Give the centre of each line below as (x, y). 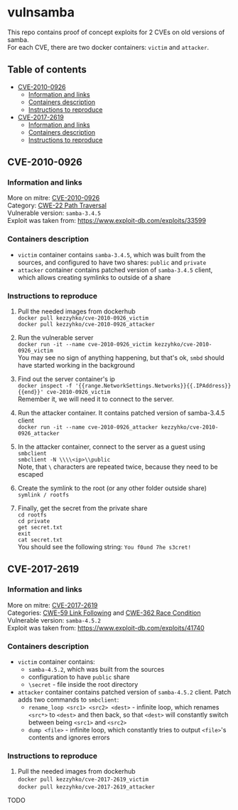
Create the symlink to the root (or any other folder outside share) (112, 488)
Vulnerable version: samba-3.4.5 (54, 213)
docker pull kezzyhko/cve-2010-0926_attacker (86, 325)
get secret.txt (40, 528)
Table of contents (47, 69)
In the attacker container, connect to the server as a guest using (111, 447)
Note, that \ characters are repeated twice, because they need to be (118, 467)
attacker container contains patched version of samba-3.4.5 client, (115, 270)
